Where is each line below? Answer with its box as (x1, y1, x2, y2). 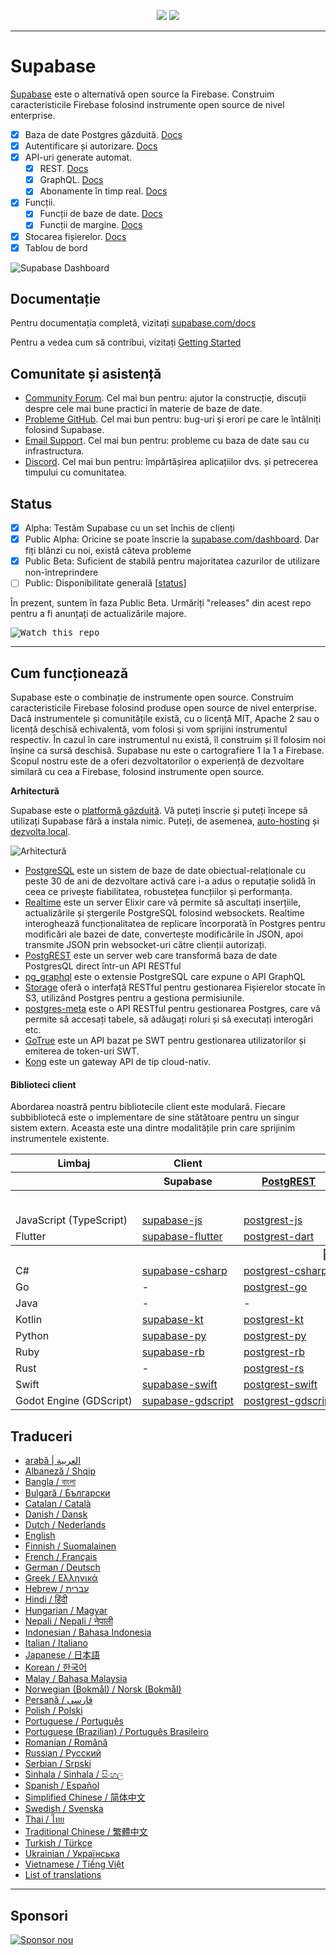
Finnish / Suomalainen (24, 1540, 117, 1552)
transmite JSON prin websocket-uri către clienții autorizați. (24, 939, 267, 951)
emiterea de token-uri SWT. (24, 1045, 140, 1057)
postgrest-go (243, 1280, 308, 1294)
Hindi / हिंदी (24, 1593, 68, 1605)
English (24, 1530, 56, 1542)
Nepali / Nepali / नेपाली (24, 1615, 113, 1627)
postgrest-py (243, 1329, 307, 1343)
